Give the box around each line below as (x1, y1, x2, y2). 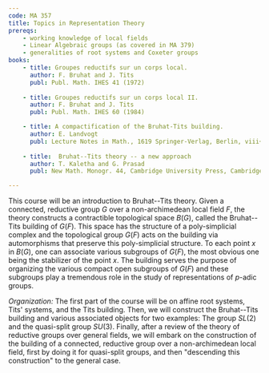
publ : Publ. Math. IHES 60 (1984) (29, 109, 146, 117)
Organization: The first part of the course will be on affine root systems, (8, 296, 246, 306)
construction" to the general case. (8, 356, 122, 366)
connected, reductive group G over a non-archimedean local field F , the (8, 204, 246, 214)
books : (8, 57, 30, 65)
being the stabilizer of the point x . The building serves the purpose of (8, 256, 237, 265)
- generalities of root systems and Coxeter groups (22, 49, 199, 57)
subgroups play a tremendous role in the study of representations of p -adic (8, 272, 258, 282)
